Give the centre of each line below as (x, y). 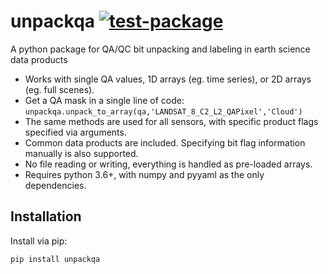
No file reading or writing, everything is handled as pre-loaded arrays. (168, 164)
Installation (46, 216)
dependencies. (55, 185)
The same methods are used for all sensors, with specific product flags (171, 121)
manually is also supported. (81, 153)
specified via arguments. (75, 132)
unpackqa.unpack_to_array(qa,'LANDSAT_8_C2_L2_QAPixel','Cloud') (163, 111)
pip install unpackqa (55, 259)
